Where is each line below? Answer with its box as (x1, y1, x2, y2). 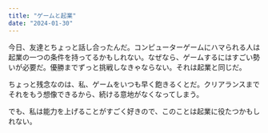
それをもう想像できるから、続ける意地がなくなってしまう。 (8, 89, 204, 99)
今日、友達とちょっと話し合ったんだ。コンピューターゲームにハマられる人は (8, 42, 261, 52)
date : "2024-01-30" (8, 19, 74, 27)
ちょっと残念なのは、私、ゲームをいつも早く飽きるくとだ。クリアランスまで (8, 79, 260, 89)
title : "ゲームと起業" (8, 11, 77, 20)
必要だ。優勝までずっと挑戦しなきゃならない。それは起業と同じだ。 (22, 62, 246, 72)
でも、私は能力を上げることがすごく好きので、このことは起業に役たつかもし (8, 106, 261, 116)
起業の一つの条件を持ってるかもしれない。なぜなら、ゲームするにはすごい (8, 52, 254, 62)
